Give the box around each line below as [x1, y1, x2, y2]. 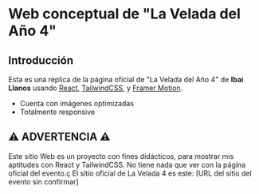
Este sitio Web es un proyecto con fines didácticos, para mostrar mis [8, 151, 234, 160]
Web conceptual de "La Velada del [8, 5, 241, 23]
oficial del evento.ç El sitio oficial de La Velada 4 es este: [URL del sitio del [8, 168, 253, 178]
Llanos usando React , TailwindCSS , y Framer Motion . [8, 83, 183, 93]
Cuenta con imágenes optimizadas [19, 99, 134, 108]
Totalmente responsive [19, 107, 96, 117]
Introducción [8, 53, 74, 67]
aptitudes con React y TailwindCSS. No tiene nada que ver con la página [8, 160, 245, 169]
